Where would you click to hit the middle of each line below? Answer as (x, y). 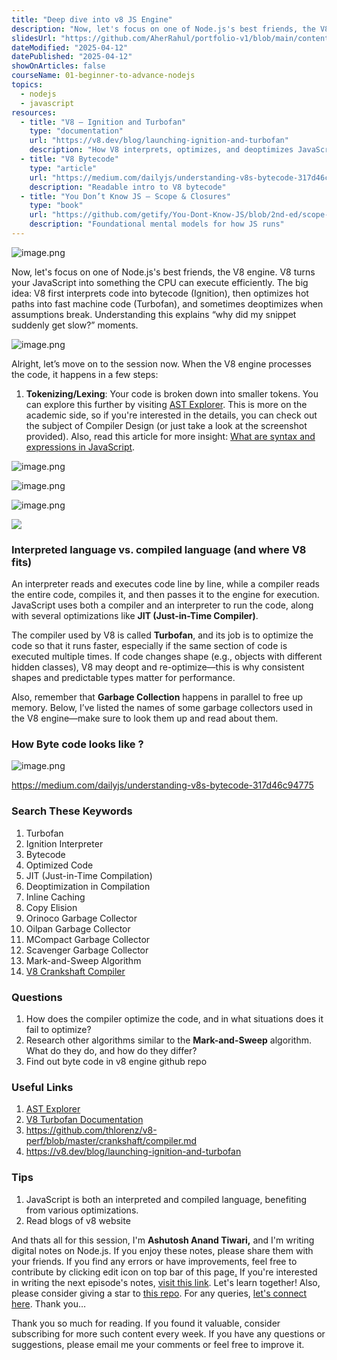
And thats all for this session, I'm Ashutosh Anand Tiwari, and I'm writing (163, 1240)
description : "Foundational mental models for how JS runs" (157, 224)
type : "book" (56, 206)
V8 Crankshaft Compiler (75, 971)
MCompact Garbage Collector (88, 939)
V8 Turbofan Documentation (84, 1120)
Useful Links (42, 1087)
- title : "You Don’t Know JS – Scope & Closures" (125, 196)
